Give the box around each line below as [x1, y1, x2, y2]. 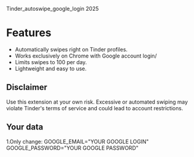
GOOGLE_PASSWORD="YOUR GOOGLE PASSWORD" [6, 144, 139, 152]
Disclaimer [6, 82, 47, 92]
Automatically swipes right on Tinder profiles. [14, 46, 128, 53]
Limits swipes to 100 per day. [14, 58, 87, 65]
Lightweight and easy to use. [14, 65, 87, 72]
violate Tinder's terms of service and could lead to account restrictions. [6, 104, 183, 111]
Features [6, 26, 52, 40]
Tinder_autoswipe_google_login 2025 [6, 5, 99, 12]
